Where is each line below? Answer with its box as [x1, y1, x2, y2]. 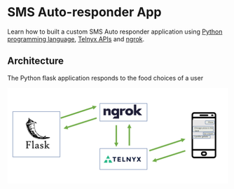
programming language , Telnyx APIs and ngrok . [7, 34, 145, 43]
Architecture [7, 55, 64, 67]
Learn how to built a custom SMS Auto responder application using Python [7, 27, 223, 36]
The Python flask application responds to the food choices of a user [7, 73, 204, 82]
